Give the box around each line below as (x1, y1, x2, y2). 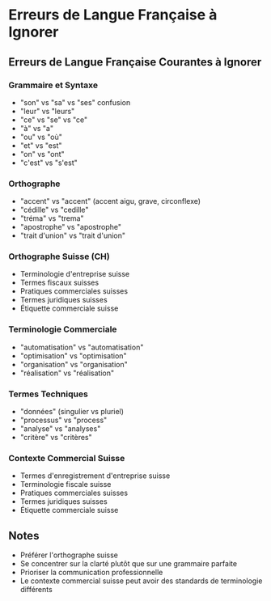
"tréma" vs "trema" (19, 214, 84, 223)
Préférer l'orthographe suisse (19, 550, 119, 560)
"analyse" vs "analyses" (19, 424, 101, 434)
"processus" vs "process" (19, 415, 108, 425)
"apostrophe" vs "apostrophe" (19, 222, 122, 232)
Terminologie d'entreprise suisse (19, 269, 130, 279)
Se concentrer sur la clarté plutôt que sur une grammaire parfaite (19, 559, 237, 569)
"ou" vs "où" (19, 132, 62, 142)
